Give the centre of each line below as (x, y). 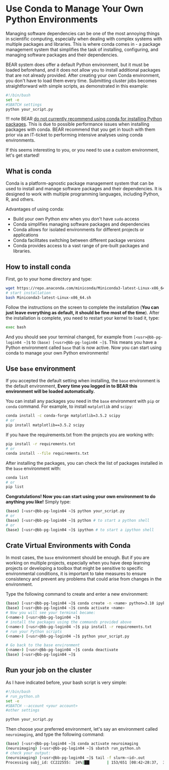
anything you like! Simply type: (38, 502)
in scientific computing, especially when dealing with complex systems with (84, 39)
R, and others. (20, 199)
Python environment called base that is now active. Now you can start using (84, 347)
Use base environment (41, 368)
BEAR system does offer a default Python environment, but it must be (77, 64)
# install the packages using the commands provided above (69, 622)
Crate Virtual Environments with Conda (68, 546)
